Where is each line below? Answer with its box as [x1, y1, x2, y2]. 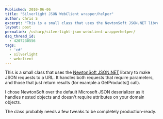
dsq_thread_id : [5, 34, 36, 39]
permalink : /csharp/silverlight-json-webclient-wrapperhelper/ [5, 29, 136, 34]
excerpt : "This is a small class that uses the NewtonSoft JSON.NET [5, 20, 147, 26]
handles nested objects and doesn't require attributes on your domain [5, 94, 145, 100]
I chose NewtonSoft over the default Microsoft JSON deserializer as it [5, 89, 144, 95]
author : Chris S [5, 16, 38, 21]
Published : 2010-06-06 [5, 7, 51, 12]
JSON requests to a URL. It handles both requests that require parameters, [5, 75, 154, 80]
